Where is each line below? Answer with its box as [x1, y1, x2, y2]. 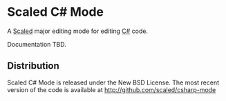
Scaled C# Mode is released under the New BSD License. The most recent [7, 78, 220, 87]
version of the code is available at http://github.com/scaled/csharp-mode [7, 85, 216, 93]
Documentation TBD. [7, 40, 67, 48]
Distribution [7, 60, 60, 72]
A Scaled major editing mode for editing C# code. [7, 27, 149, 35]
